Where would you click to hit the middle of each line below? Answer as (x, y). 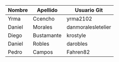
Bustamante (47, 35)
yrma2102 (79, 19)
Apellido (47, 10)
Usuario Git (89, 10)
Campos (43, 52)
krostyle (76, 35)
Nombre (18, 10)
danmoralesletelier (89, 27)
